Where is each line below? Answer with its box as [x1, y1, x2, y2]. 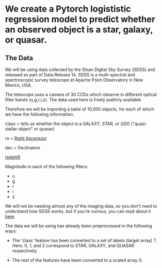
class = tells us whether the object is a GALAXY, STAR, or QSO [5, 121, 130, 126]
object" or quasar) [18, 126, 55, 132]
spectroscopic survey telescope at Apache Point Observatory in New [5, 77, 143, 83]
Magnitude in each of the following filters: [5, 164, 88, 169]
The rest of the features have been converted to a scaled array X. [12, 257, 143, 263]
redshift [5, 154, 21, 160]
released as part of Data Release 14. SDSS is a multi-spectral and [5, 72, 135, 77]
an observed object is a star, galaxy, [5, 24, 153, 35]
